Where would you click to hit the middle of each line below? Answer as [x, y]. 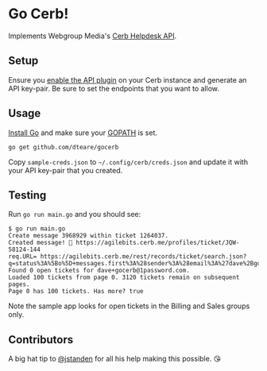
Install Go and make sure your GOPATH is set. [83, 133]
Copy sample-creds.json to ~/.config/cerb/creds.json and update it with [128, 162]
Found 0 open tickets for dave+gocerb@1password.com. [99, 271]
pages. [19, 284]
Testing [27, 195]
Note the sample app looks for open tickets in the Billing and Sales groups [129, 306]
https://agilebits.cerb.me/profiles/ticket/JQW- [158, 243]
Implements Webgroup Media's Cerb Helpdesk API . [93, 36]
